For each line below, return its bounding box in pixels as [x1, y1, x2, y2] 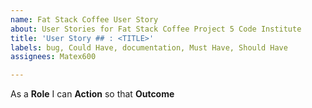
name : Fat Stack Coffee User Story [10, 14, 159, 25]
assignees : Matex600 [10, 52, 97, 62]
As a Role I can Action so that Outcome [10, 88, 175, 100]
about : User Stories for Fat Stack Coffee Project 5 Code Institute [10, 24, 302, 34]
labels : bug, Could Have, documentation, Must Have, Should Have [10, 42, 288, 53]
